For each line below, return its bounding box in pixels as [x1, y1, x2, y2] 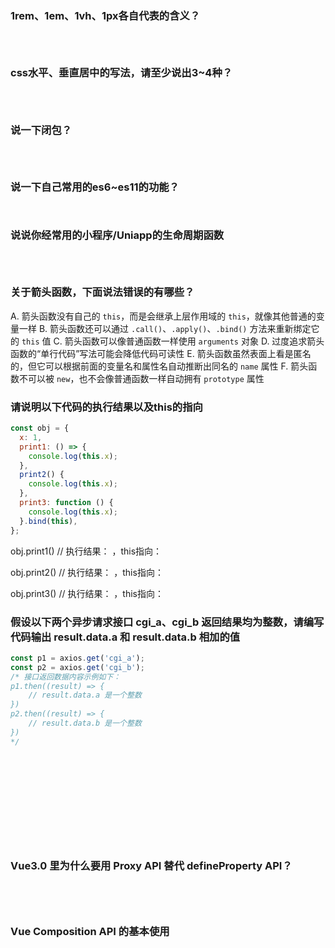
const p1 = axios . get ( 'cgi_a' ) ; [10, 653, 145, 663]
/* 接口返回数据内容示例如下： [10, 672, 122, 682]
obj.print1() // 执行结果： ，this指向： [10, 545, 163, 557]
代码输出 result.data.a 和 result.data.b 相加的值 [10, 630, 241, 644]
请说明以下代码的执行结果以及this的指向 [10, 400, 203, 414]
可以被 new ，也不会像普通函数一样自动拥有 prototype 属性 [27, 372, 265, 384]
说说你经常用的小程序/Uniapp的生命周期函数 [10, 228, 225, 242]
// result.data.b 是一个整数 [28, 718, 142, 728]
